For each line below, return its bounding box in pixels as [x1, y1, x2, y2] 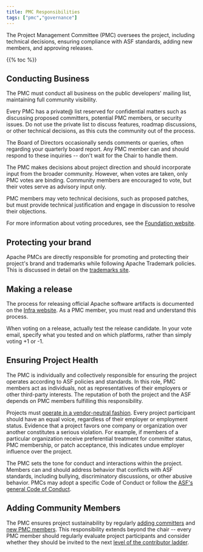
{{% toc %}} [6, 56, 38, 63]
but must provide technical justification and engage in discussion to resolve [6, 201, 196, 209]
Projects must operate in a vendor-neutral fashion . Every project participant [6, 409, 196, 416]
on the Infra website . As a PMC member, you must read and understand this [6, 306, 196, 314]
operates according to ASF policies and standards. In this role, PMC [6, 378, 176, 385]
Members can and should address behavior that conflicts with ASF [6, 466, 173, 473]
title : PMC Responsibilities [6, 9, 80, 15]
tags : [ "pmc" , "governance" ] [6, 15, 78, 21]
